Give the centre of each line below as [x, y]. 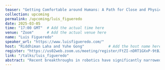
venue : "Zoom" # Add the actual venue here [56, 33]
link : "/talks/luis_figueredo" [37, 55]
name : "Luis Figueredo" [29, 37]
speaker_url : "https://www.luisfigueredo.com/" [55, 42]
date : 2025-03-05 [23, 23]
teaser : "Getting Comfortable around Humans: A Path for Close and [76, 10]
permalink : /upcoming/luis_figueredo [44, 19]
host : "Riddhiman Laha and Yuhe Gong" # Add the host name [78, 46]
